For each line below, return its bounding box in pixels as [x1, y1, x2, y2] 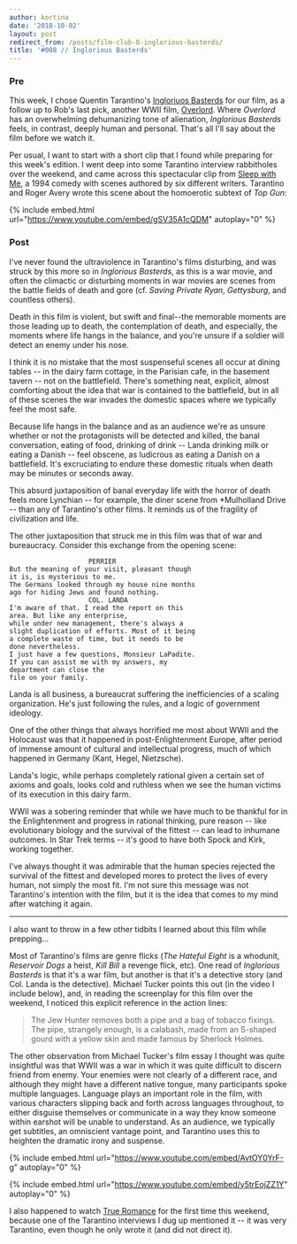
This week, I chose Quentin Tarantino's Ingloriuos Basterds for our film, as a [9, 95, 286, 106]
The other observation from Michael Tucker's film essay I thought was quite [9, 1050, 286, 1061]
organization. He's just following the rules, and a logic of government [9, 698, 261, 708]
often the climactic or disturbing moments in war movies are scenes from [9, 275, 276, 286]
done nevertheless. [9, 642, 81, 651]
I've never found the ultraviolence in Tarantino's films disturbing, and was [9, 256, 277, 267]
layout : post [9, 29, 57, 38]
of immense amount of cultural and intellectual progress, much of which [9, 743, 271, 753]
